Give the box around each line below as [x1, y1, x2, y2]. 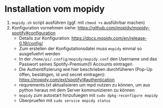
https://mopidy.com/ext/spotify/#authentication [19, 77, 115, 83]
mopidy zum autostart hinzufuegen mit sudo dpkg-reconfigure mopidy [19, 92, 158, 98]
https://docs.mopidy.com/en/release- [71, 35, 147, 41]
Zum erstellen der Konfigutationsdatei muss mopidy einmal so [19, 45, 142, 51]
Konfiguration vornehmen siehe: [11, 24, 77, 30]
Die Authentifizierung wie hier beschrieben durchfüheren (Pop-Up [19, 66, 153, 72]
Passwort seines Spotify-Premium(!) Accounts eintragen [19, 61, 133, 67]
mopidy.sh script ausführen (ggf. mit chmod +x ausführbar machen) [11, 20, 145, 25]
